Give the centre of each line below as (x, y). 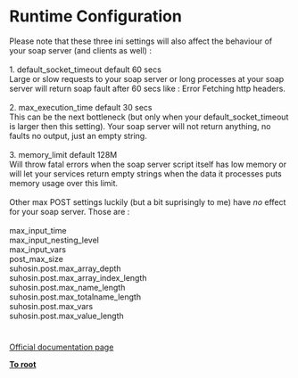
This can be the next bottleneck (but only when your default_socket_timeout (149, 117)
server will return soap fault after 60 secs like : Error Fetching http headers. (147, 88)
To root (23, 365)
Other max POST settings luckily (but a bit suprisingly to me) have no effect (148, 201)
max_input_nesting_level (54, 240)
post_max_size (37, 259)
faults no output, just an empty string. (78, 136)
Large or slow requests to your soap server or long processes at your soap (147, 78)
